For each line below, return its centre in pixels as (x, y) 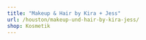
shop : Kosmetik (29, 26)
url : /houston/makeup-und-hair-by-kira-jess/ (73, 20)
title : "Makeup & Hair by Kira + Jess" (64, 13)
